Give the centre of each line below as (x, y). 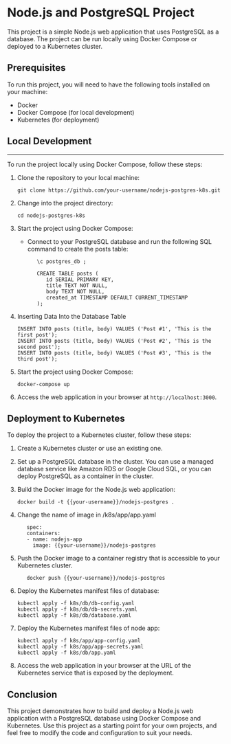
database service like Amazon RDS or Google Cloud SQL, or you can (114, 469)
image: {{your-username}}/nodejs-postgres (94, 545)
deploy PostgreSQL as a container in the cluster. (85, 476)
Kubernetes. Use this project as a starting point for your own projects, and (112, 725)
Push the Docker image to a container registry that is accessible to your (118, 559)
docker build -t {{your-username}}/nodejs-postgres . (96, 502)
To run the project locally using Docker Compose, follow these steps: (105, 164)
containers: (44, 534)
